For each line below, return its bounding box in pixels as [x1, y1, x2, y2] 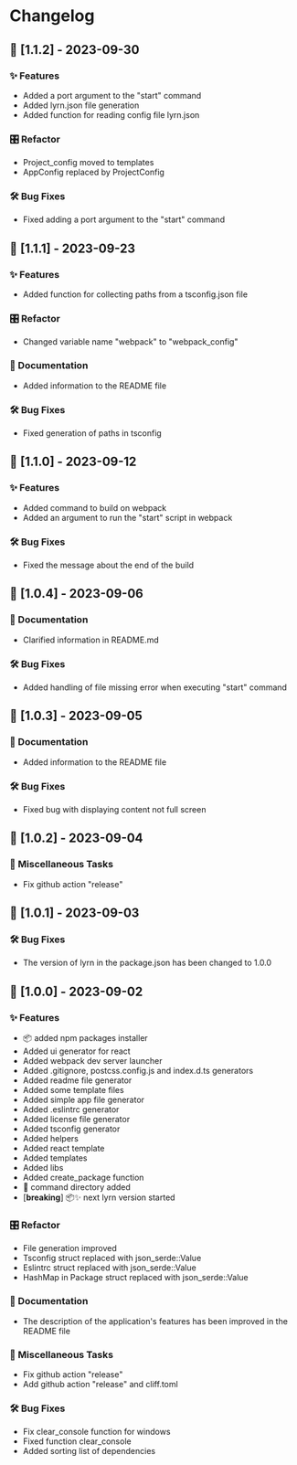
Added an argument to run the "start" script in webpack [22, 512, 233, 523]
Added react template [22, 1143, 105, 1154]
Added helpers [22, 1133, 80, 1144]
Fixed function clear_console [22, 1436, 132, 1447]
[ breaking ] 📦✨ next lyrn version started [22, 1192, 175, 1203]
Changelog [9, 5, 95, 27]
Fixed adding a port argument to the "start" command [22, 214, 226, 225]
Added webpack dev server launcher [22, 1056, 163, 1067]
